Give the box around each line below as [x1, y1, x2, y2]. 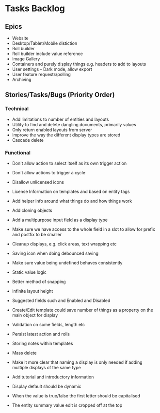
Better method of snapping [12, 279, 66, 284]
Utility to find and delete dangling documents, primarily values [12, 121, 137, 127]
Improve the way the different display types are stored [12, 132, 121, 138]
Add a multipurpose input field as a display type [12, 217, 108, 223]
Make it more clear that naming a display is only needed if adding [12, 359, 143, 365]
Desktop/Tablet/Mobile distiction [12, 40, 78, 46]
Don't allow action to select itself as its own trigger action [12, 160, 127, 166]
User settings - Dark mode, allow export [12, 66, 92, 72]
